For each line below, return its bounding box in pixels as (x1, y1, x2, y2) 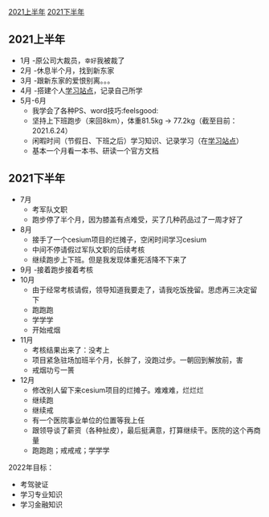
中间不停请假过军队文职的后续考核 (31, 244, 145, 254)
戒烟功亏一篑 (31, 364, 75, 375)
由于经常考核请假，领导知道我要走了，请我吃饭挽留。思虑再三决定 (31, 284, 251, 295)
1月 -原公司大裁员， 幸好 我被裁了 (19, 55, 125, 65)
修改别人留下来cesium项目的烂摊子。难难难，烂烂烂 (31, 385, 205, 395)
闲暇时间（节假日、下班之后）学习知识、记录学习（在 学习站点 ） (31, 136, 243, 145)
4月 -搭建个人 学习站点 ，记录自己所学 (19, 85, 143, 95)
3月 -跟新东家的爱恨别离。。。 (19, 75, 115, 85)
